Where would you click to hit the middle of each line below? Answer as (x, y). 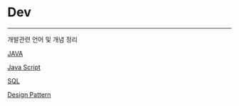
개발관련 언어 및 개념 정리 (43, 39)
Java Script (24, 67)
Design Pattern (29, 94)
